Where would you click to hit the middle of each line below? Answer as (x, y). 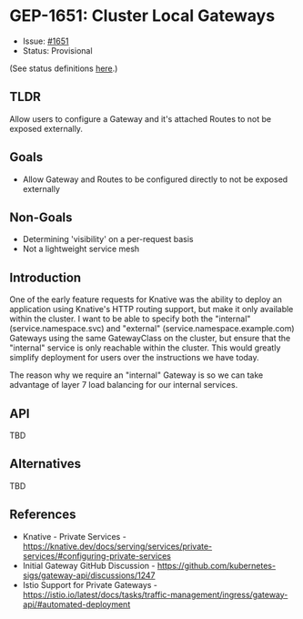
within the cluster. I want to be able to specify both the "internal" (130, 319)
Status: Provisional (57, 50)
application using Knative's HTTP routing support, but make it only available (151, 309)
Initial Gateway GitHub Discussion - (89, 565)
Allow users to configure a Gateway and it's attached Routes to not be (140, 118)
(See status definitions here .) (64, 68)
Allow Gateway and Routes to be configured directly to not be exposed (155, 179)
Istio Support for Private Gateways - (90, 584)
